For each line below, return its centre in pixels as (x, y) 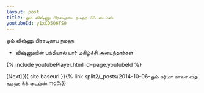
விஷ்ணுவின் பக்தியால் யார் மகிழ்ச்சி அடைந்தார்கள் (74, 53)
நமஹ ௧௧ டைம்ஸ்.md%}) (36, 83)
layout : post (23, 12)
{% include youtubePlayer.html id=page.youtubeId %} (74, 65)
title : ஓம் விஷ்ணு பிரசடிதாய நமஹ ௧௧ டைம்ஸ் (60, 18)
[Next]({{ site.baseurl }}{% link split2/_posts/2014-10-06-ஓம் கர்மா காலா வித (102, 77)
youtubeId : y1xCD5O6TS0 (37, 23)
